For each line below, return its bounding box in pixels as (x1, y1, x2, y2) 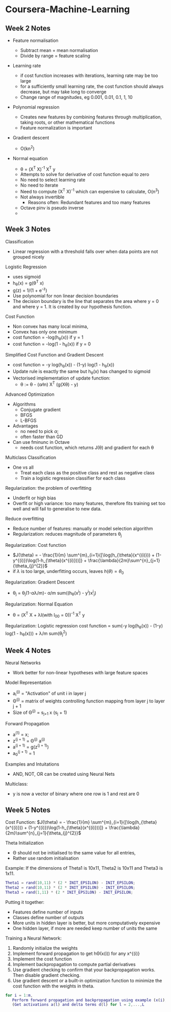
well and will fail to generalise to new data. (12, 505, 102, 512)
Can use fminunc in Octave (12, 439, 70, 445)
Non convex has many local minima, (12, 323, 89, 330)
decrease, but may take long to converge (20, 89, 107, 95)
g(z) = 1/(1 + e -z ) (12, 287, 47, 293)
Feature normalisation (12, 37, 59, 43)
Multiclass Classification (5, 454, 56, 460)
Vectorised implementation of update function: (12, 375, 110, 381)
